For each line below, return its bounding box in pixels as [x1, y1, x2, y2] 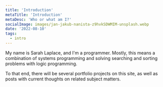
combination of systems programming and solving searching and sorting [5, 55, 158, 61]
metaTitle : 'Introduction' [5, 12, 63, 17]
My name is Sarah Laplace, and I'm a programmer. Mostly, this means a [5, 49, 155, 56]
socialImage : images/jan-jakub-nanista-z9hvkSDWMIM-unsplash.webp [5, 21, 149, 27]
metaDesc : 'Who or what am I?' [5, 17, 72, 22]
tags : [5, 31, 17, 36]
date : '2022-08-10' [5, 26, 47, 32]
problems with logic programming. [5, 61, 77, 67]
